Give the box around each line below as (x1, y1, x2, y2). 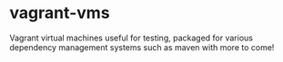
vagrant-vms (9, 3, 111, 23)
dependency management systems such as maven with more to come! (9, 41, 275, 52)
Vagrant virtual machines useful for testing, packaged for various (9, 32, 253, 43)
